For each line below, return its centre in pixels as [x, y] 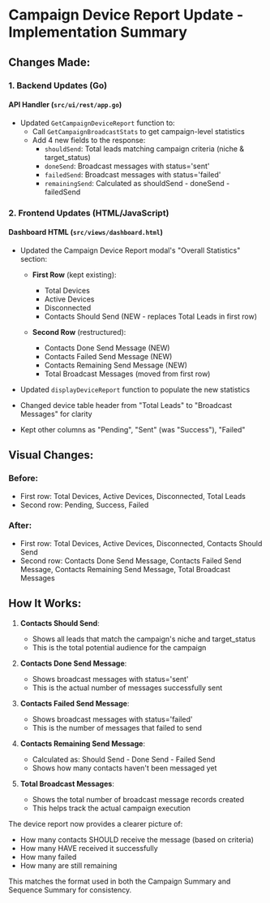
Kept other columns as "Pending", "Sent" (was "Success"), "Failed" [133, 429]
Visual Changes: [51, 456]
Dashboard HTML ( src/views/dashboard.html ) [86, 232]
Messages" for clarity [56, 414]
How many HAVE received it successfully [89, 848]
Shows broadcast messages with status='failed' [112, 719]
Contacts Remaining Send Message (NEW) [116, 365]
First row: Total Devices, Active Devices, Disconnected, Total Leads [133, 496]
